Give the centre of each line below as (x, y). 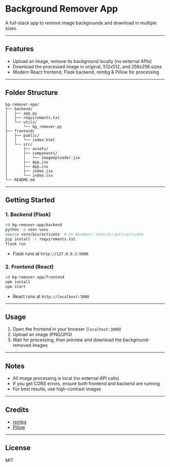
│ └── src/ (19, 144)
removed (22, 345)
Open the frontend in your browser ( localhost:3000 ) (67, 329)
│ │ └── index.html (30, 140)
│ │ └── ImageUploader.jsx (43, 158)
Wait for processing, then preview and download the (67, 340)
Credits (17, 409)
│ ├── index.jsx (29, 171)
